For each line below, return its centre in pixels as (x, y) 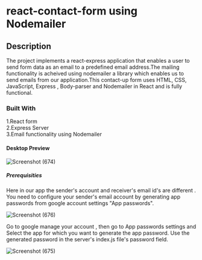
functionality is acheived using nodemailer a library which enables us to (95, 73)
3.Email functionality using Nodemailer (54, 135)
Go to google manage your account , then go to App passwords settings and (101, 227)
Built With (21, 108)
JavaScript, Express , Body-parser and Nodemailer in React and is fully (94, 86)
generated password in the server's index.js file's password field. (87, 239)
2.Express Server (28, 128)
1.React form (22, 121)
